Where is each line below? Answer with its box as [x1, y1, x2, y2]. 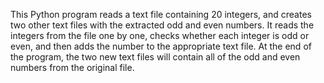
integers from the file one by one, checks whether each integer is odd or [10, 30, 310, 41]
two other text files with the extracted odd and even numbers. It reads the [10, 19, 315, 31]
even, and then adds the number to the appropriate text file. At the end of [10, 40, 312, 52]
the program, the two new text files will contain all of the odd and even [10, 51, 301, 63]
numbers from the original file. [10, 62, 135, 73]
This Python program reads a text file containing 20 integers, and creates [10, 9, 312, 20]
